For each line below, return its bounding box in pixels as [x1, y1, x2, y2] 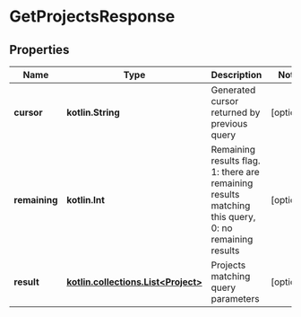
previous [211, 118, 248, 129]
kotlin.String [66, 106, 121, 119]
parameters [211, 293, 260, 304]
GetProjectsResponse [9, 6, 176, 27]
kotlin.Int [66, 194, 106, 206]
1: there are [211, 166, 260, 178]
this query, [211, 211, 256, 223]
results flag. [211, 154, 262, 167]
